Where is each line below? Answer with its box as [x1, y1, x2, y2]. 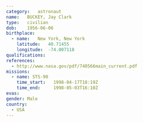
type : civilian [6, 19, 49, 25]
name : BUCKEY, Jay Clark [6, 14, 72, 20]
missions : [6, 69, 30, 74]
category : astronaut [6, 8, 62, 15]
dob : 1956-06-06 [6, 25, 54, 31]
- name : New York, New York [11, 36, 85, 42]
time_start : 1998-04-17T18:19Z [16, 80, 98, 86]
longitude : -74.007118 [16, 47, 75, 53]
